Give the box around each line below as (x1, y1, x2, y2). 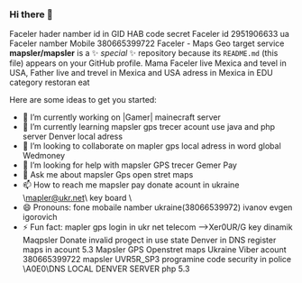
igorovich (22, 212, 58, 223)
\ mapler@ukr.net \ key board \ (22, 193, 133, 204)
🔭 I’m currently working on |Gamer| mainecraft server (22, 112, 221, 123)
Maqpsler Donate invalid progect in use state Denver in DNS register (22, 234, 277, 246)
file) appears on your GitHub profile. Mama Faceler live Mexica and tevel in (9, 58, 287, 68)
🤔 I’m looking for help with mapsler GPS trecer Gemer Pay (22, 160, 237, 170)
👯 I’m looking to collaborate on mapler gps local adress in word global (22, 141, 281, 151)
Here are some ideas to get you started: (9, 95, 158, 105)
